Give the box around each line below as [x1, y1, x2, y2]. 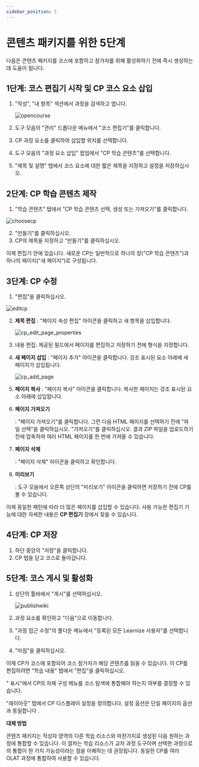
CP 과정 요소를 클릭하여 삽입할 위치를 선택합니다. [14, 137, 129, 144]
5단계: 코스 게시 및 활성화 [6, 573, 93, 584]
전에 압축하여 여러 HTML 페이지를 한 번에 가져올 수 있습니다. [14, 433, 155, 440]
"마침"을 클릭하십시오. [14, 646, 67, 654]
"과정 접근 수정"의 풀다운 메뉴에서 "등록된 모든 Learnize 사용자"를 [14, 627, 168, 634]
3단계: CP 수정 [6, 276, 58, 286]
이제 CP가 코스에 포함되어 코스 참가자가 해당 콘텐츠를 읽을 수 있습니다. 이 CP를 [6, 660, 188, 667]
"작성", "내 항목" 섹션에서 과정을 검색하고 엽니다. [14, 100, 128, 107]
